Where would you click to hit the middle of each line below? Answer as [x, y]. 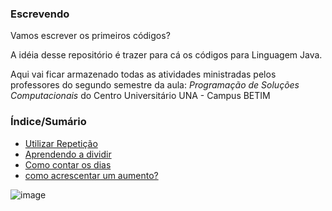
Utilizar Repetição [61, 143]
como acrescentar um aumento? [91, 175]
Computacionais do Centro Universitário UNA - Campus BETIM [140, 96]
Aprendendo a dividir [68, 154]
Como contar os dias [68, 164]
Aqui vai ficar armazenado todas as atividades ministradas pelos [143, 74]
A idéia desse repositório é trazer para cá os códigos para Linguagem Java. [166, 55]
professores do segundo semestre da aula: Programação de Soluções [155, 85]
